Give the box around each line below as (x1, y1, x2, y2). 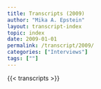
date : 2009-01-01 (7, 36, 57, 43)
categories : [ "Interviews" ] (7, 49, 89, 56)
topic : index (7, 29, 45, 37)
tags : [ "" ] (7, 55, 39, 62)
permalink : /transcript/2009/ (7, 42, 95, 49)
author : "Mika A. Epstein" (7, 17, 85, 23)
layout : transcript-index (7, 23, 82, 30)
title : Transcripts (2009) (7, 10, 85, 17)
